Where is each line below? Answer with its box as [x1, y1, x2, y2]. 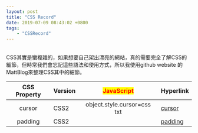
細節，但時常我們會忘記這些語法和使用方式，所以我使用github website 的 [6, 61, 183, 69]
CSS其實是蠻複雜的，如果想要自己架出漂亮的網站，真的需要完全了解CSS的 [6, 54, 187, 61]
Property [15, 90, 41, 99]
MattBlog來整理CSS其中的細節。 [6, 69, 85, 76]
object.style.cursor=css [85, 100, 151, 109]
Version [53, 87, 76, 95]
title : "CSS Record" [6, 14, 57, 20]
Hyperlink [160, 87, 189, 95]
